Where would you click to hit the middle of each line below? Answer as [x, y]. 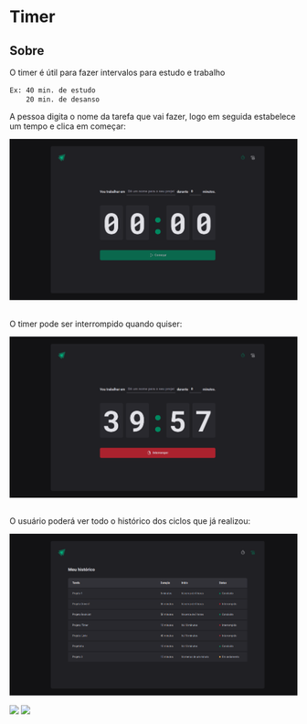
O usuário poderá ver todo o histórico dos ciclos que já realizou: [130, 521]
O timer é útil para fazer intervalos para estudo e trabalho [117, 72]
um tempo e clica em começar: [68, 126]
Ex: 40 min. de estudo [53, 90]
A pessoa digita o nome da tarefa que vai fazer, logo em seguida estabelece [153, 117]
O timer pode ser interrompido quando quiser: [96, 324]
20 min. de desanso [63, 100]
